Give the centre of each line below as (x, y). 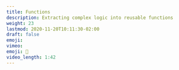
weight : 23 (20, 23)
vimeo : (15, 46)
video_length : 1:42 (31, 57)
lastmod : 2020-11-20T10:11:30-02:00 (53, 29)
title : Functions (28, 12)
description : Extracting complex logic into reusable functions (90, 18)
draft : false (23, 35)
